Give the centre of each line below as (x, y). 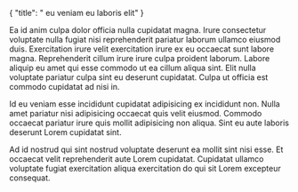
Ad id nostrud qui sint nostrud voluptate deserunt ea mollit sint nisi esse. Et (146, 149)
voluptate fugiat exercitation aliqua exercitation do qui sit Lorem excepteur (145, 168)
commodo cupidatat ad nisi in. (64, 87)
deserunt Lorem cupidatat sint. (65, 132)
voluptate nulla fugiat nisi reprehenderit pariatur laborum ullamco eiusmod (145, 40)
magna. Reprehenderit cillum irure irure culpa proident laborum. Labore (140, 58)
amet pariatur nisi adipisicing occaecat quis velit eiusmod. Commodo (136, 113)
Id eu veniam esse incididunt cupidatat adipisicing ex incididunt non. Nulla (145, 104)
